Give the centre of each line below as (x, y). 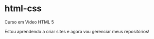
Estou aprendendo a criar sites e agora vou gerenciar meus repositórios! (77, 31)
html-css (23, 9)
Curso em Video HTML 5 (29, 22)
